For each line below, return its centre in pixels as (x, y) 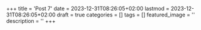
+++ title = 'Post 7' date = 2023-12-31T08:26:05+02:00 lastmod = (88, 9)
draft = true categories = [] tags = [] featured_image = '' (126, 15)
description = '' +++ (31, 21)
